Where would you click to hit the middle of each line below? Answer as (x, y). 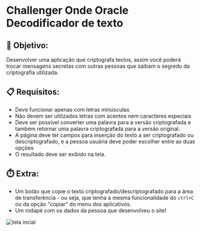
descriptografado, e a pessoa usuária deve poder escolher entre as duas (105, 141)
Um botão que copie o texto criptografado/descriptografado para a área (104, 191)
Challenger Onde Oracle (67, 10)
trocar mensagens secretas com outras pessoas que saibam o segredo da (98, 66)
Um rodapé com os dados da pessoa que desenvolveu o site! (91, 210)
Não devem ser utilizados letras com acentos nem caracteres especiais (103, 116)
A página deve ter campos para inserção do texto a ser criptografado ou (104, 135)
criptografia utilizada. (32, 72)
